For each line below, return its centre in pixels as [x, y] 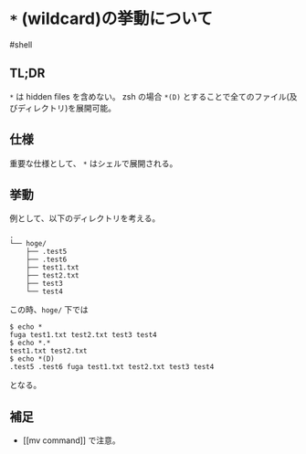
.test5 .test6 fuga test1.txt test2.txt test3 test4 [112, 367]
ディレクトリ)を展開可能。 [67, 108]
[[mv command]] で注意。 [71, 440]
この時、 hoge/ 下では [49, 310]
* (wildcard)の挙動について [111, 19]
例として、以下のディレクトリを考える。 [85, 218]
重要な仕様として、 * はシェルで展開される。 [94, 163]
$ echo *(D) [32, 359]
